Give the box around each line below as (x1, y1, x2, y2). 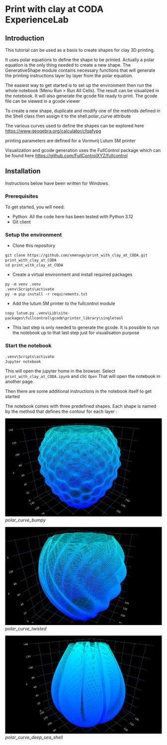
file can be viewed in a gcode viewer (5, 98, 81, 104)
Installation (5, 167, 41, 175)
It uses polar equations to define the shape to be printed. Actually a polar (5, 57, 155, 63)
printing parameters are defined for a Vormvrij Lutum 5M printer (5, 138, 136, 143)
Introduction (5, 34, 45, 42)
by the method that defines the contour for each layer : (5, 408, 118, 414)
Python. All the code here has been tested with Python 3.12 (12, 214, 133, 220)
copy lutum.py (5, 311, 35, 316)
